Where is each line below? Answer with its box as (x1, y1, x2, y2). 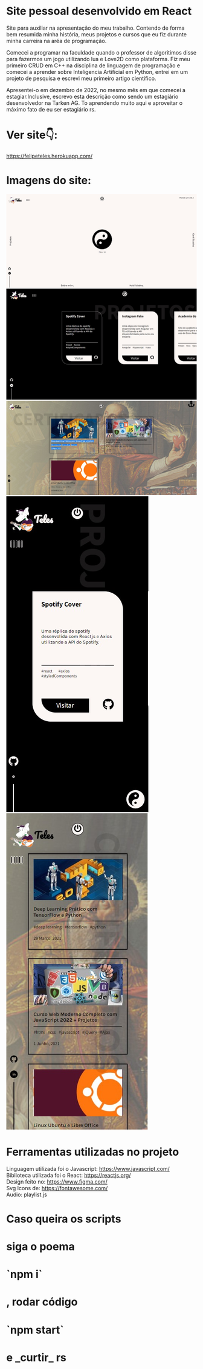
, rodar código (6, 1295, 78, 1309)
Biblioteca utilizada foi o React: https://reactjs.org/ (6, 1171, 131, 1179)
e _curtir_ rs (6, 1350, 66, 1364)
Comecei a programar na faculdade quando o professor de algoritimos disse (6, 48, 197, 56)
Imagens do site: (6, 174, 92, 187)
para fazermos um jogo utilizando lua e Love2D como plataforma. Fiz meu (6, 55, 190, 62)
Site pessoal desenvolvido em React (6, 4, 192, 18)
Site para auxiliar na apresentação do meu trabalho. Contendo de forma (6, 24, 185, 32)
